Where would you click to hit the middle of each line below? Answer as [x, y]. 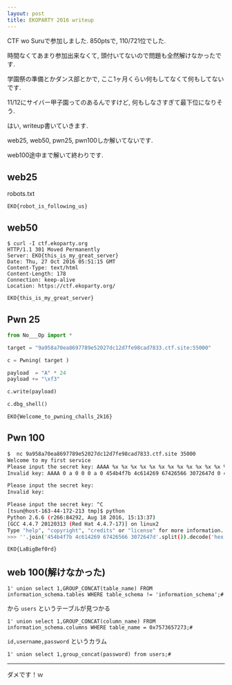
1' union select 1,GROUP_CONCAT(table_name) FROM [80, 589]
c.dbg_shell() [28, 404]
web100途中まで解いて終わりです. [55, 155]
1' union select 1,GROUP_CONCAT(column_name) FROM [81, 622]
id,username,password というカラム [57, 641]
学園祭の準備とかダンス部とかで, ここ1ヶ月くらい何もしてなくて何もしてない [116, 79]
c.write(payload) [32, 392]
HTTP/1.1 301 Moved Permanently [54, 250]
